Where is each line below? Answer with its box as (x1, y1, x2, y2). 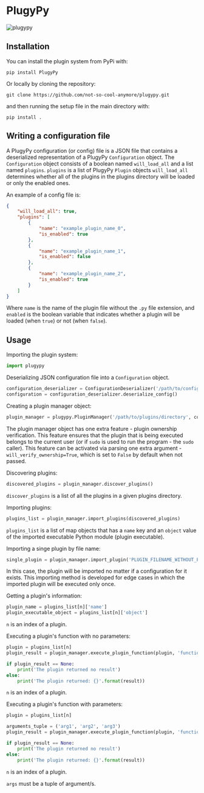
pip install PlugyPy (6, 69, 59, 75)
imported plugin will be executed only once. (6, 581, 116, 588)
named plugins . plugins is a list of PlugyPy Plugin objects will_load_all (6, 166, 188, 173)
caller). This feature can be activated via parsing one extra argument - (6, 444, 182, 452)
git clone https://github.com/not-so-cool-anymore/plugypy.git (6, 92, 170, 98)
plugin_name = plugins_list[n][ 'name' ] (6, 604, 107, 610)
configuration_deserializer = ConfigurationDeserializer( (6, 386, 156, 392)
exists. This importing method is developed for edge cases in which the (6, 574, 185, 581)
